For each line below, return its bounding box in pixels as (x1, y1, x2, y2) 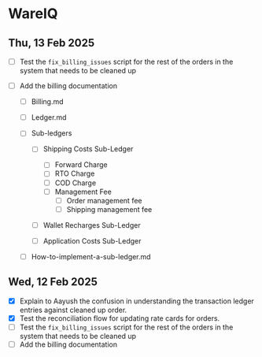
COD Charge (54, 178, 97, 188)
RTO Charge (54, 169, 95, 178)
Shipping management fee (66, 204, 153, 214)
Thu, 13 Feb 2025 (8, 36, 95, 50)
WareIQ (8, 5, 58, 23)
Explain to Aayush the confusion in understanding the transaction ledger (19, 296, 254, 306)
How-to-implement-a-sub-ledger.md (31, 251, 151, 261)
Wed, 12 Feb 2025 (8, 275, 98, 288)
